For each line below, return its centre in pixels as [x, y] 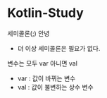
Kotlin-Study [46, 13]
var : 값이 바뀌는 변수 [46, 78]
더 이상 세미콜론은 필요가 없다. [59, 48]
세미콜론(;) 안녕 [29, 33]
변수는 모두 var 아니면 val [42, 63]
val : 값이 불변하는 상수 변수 [55, 87]
